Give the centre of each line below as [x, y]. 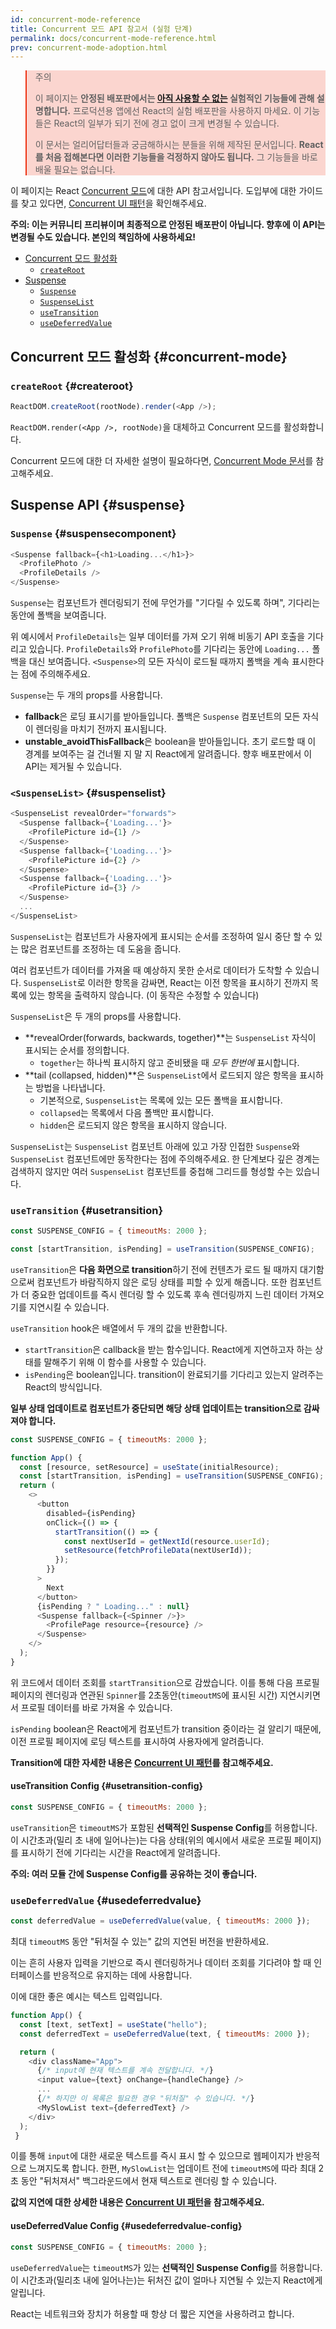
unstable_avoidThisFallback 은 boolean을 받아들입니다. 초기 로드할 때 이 [170, 741]
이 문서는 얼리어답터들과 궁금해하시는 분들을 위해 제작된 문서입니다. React [179, 145]
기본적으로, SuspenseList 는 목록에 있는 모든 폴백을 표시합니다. [161, 1100]
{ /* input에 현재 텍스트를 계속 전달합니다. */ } [125, 2071]
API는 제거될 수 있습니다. [73, 766]
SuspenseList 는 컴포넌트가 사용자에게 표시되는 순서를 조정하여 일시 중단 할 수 [161, 936]
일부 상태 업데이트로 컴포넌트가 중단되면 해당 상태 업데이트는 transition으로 [156, 1408]
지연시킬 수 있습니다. [69, 1307]
